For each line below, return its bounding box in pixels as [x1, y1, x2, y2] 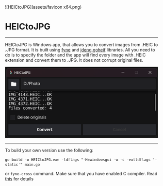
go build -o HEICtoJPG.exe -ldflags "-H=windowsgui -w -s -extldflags [5, 157, 151, 162]
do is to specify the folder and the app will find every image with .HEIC [5, 52, 146, 58]
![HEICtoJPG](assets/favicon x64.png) [5, 4, 81, 10]
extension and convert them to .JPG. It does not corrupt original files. [5, 57, 144, 63]
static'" [5, 162, 23, 167]
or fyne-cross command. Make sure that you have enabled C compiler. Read [5, 171, 158, 177]
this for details [5, 176, 34, 182]
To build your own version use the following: [5, 148, 94, 153]
